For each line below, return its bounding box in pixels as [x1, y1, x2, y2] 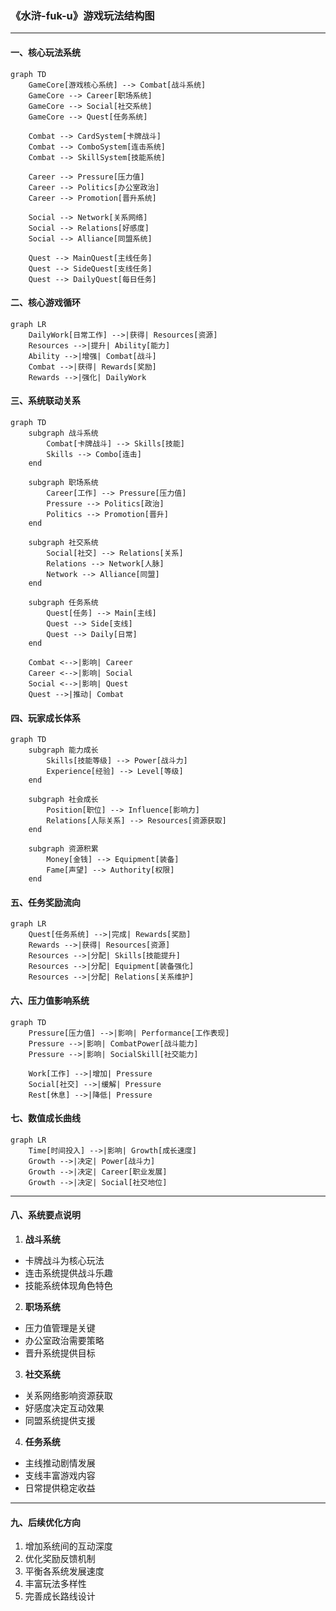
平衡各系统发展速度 [24, 1565, 105, 1577]
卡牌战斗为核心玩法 [24, 1254, 105, 1266]
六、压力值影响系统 [10, 994, 90, 1006]
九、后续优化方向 [10, 1516, 81, 1528]
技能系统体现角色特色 [24, 1279, 113, 1291]
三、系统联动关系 [10, 395, 81, 407]
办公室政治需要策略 [24, 1334, 105, 1346]
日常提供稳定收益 [24, 1482, 96, 1494]
